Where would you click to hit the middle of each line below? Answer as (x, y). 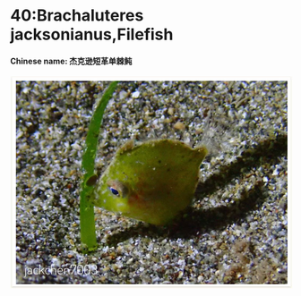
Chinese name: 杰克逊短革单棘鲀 (71, 61)
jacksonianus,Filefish (92, 34)
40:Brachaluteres (77, 16)
